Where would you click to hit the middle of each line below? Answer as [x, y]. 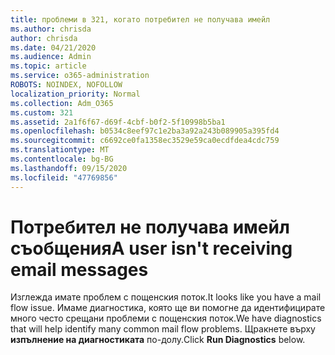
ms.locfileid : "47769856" [64, 177]
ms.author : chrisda [51, 29]
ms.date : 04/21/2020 [53, 47]
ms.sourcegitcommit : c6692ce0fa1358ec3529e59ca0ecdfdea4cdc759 [145, 141]
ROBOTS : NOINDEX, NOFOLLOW [66, 85]
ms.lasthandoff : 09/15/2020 [69, 168]
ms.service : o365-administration [80, 76]
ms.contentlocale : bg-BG [62, 159]
